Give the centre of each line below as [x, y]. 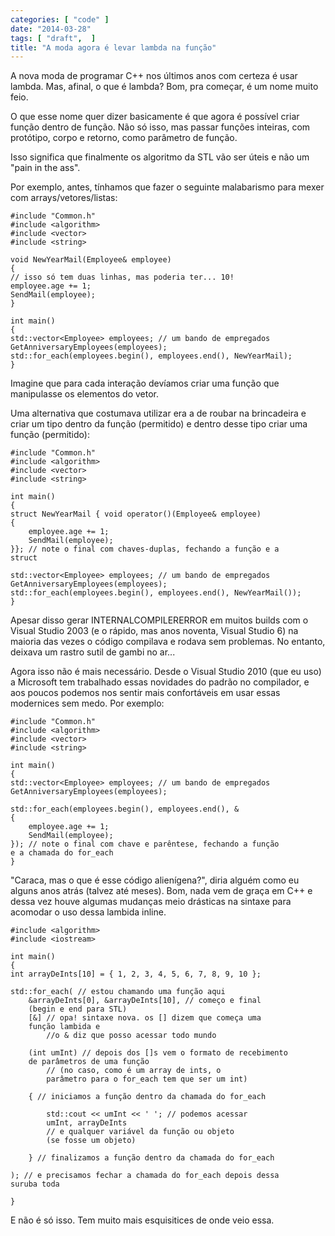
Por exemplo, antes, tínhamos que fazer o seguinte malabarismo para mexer [167, 187]
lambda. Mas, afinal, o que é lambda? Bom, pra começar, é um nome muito [164, 87]
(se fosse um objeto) [91, 1141]
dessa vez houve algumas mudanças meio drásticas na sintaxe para [151, 902]
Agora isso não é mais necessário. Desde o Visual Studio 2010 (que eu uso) [166, 672]
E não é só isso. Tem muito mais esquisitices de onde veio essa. [142, 1220]
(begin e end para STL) [78, 1009]
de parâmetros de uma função [89, 1062]
